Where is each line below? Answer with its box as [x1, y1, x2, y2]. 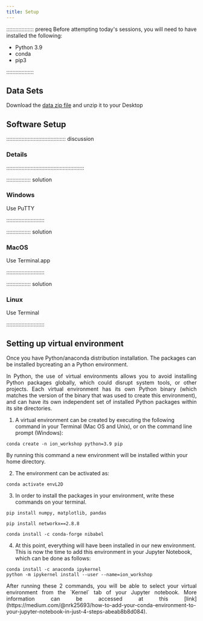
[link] [184, 595, 197, 602]
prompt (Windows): [14, 429, 63, 437]
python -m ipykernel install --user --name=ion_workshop [6, 572, 153, 578]
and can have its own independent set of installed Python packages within [6, 398, 197, 406]
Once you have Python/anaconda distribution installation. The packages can [6, 354, 196, 362]
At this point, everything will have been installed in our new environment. [14, 542, 196, 549]
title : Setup [6, 8, 39, 15]
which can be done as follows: [14, 554, 91, 562]
